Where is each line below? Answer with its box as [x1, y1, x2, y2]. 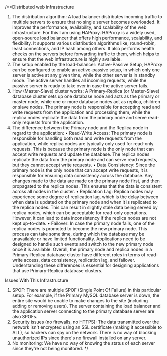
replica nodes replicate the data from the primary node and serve [12, 115, 147, 120]
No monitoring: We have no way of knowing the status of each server [12, 340, 156, 346]
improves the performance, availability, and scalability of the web [12, 24, 147, 30]
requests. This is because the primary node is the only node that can [12, 146, 154, 152]
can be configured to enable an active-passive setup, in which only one [12, 67, 160, 73]
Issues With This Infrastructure [5, 277, 69, 283]
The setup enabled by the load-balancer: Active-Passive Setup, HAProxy [12, 62, 163, 67]
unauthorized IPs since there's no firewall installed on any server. [12, 335, 147, 341]
